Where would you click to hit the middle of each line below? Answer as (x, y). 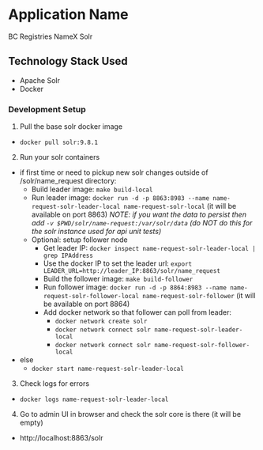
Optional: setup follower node (79, 240)
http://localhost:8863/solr (61, 438)
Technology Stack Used (68, 61)
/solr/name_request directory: (68, 181)
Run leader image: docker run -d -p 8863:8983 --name (120, 198)
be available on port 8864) (86, 304)
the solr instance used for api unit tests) (96, 232)
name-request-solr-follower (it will (199, 296)
